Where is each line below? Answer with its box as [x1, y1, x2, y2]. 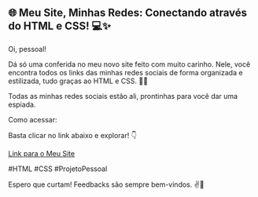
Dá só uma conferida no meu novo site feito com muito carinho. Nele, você [8, 59, 251, 69]
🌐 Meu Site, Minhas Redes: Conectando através [8, 6, 248, 20]
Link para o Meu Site [8, 148, 76, 158]
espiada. [8, 100, 36, 109]
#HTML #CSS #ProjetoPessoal [8, 164, 108, 173]
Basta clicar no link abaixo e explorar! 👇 [8, 130, 138, 140]
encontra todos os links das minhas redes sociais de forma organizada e [8, 67, 243, 77]
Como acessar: [8, 115, 57, 124]
